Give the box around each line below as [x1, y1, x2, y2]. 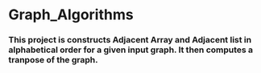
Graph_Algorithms [8, 6, 135, 24]
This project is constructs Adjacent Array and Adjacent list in [8, 34, 252, 46]
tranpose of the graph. [8, 55, 98, 66]
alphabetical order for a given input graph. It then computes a [8, 44, 254, 55]
